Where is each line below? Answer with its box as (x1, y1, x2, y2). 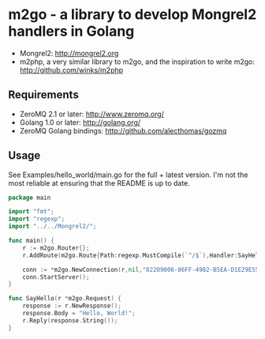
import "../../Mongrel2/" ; (8, 223, 97, 231)
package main (8, 194, 51, 202)
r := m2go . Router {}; (22, 243, 90, 252)
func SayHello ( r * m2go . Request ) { (8, 295, 122, 303)
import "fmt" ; (8, 208, 55, 216)
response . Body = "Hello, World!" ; (22, 310, 136, 318)
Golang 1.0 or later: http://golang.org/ (19, 117, 140, 127)
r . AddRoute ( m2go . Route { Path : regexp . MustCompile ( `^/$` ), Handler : (22, 251, 238, 259)
